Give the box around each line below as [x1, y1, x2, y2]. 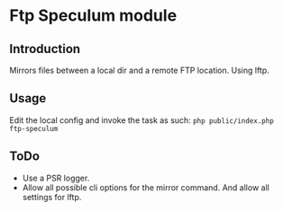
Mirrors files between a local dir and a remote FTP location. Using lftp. [9, 65, 270, 75]
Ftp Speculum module [9, 5, 178, 26]
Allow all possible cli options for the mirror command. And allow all [22, 181, 270, 193]
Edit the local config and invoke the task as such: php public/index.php [9, 114, 275, 126]
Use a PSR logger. [22, 172, 90, 183]
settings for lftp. [22, 191, 82, 202]
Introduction [9, 41, 81, 57]
